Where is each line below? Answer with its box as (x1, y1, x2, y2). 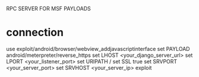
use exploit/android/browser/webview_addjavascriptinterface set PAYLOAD (6, 45, 190, 52)
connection (6, 26, 64, 39)
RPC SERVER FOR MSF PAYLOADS (6, 5, 91, 12)
